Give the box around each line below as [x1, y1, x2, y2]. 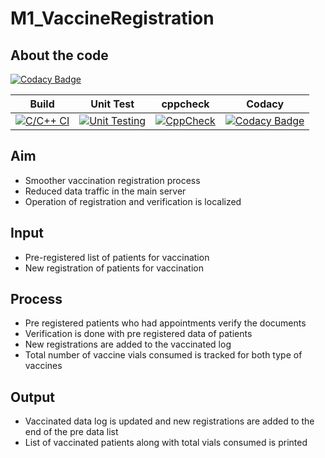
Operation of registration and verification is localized [24, 195, 242, 207]
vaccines [24, 360, 63, 372]
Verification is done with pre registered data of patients [24, 328, 253, 340]
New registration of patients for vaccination [24, 262, 204, 274]
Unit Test [90, 97, 135, 111]
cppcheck [161, 97, 210, 111]
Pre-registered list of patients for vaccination [24, 251, 210, 263]
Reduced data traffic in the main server [24, 185, 187, 197]
